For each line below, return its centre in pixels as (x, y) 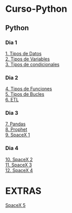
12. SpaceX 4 (19, 170)
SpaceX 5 (16, 205)
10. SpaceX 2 (19, 159)
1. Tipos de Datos (23, 53)
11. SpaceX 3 (19, 165)
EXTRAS (23, 191)
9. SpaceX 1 (18, 135)
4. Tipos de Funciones (29, 89)
